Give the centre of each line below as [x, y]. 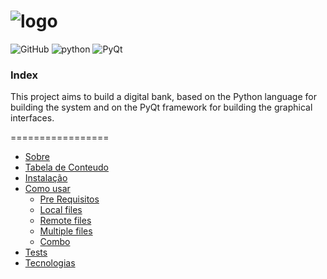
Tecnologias [50, 263]
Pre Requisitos [69, 199]
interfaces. [32, 118]
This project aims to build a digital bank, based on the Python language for [163, 97]
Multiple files [66, 231]
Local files [61, 210]
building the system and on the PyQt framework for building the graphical [161, 107]
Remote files [65, 221]
